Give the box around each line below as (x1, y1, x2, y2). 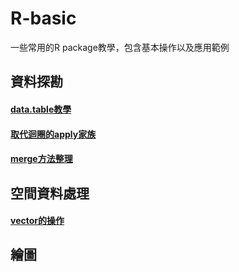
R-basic (10, 7, 77, 30)
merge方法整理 (10, 153, 73, 165)
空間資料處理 (10, 185, 90, 202)
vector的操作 (10, 215, 65, 227)
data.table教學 (10, 103, 72, 115)
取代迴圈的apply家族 (10, 128, 97, 140)
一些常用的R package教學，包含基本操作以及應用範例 (10, 41, 230, 53)
